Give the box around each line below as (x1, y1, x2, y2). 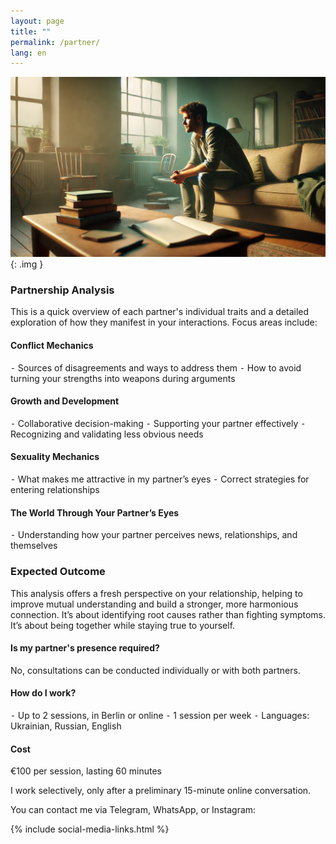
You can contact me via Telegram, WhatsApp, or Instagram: (10, 804, 257, 816)
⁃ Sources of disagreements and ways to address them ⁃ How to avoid (10, 361, 302, 374)
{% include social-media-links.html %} (10, 823, 170, 835)
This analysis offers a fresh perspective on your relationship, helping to (10, 587, 303, 599)
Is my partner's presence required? (10, 642, 160, 654)
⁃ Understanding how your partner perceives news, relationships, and (10, 529, 298, 541)
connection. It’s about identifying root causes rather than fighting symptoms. (10, 608, 326, 620)
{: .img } (10, 258, 44, 270)
